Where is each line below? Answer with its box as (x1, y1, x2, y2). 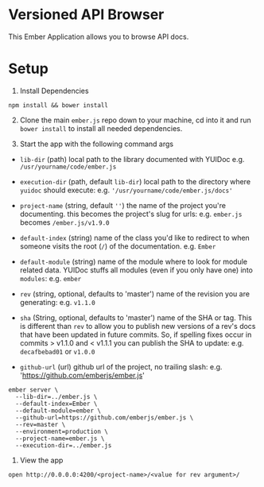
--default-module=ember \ (15, 407, 102, 415)
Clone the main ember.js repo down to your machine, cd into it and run (19, 115, 252, 125)
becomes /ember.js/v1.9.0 (19, 217, 110, 227)
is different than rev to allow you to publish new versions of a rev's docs (19, 321, 256, 330)
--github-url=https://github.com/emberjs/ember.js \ (15, 413, 194, 422)
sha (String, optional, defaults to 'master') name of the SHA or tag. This (19, 312, 252, 323)
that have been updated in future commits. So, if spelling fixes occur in (19, 330, 252, 339)
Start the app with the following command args (19, 139, 173, 149)
